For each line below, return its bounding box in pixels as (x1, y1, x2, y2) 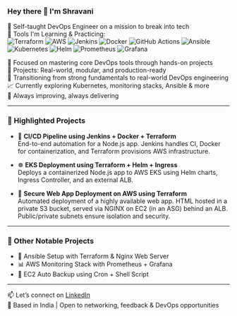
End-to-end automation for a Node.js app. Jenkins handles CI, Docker (17, 139, 221, 147)
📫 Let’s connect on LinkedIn (7, 291, 90, 299)
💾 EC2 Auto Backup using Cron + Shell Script (17, 269, 150, 278)
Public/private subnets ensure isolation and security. (17, 212, 171, 220)
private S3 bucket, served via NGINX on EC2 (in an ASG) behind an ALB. (17, 204, 228, 212)
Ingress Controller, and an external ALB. (17, 176, 134, 184)
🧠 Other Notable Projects (7, 236, 94, 245)
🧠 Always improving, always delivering (7, 92, 119, 100)
